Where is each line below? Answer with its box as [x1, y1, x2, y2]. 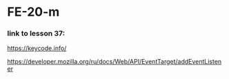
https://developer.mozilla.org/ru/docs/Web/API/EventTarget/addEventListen [7, 58, 222, 66]
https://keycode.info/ [7, 44, 67, 52]
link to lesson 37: [7, 29, 66, 38]
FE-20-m [7, 4, 60, 20]
